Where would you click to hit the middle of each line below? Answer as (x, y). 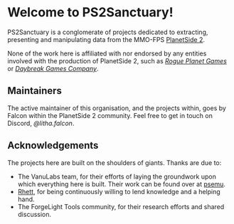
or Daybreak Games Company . (53, 68)
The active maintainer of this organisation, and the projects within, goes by (117, 108)
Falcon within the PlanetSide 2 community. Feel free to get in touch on (110, 115)
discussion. (34, 214)
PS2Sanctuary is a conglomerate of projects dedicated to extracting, (108, 32)
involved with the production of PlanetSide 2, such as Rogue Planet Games (117, 60)
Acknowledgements (53, 145)
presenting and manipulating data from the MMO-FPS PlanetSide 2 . (106, 39)
